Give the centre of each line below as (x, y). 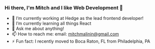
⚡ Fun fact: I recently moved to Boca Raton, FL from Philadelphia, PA (81, 41)
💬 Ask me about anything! (38, 29)
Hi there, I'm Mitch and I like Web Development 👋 (64, 8)
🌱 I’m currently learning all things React (51, 23)
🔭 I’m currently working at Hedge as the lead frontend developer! (77, 18)
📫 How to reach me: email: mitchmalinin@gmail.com (65, 34)
